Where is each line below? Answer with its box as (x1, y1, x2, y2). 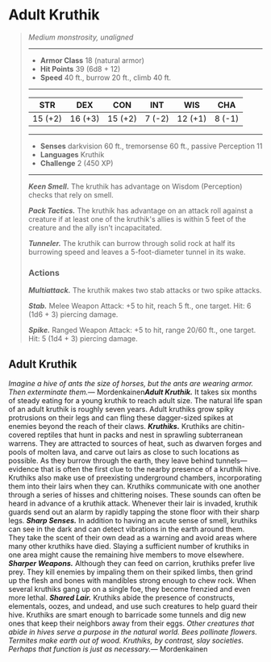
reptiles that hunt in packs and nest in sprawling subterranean (37, 430, 244, 440)
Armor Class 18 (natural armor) (40, 55, 145, 65)
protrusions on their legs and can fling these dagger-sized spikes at (8, 413, 234, 423)
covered (8, 430, 36, 440)
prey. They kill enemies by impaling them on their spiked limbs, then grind (8, 567, 253, 577)
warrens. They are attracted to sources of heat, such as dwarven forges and (8, 439, 262, 448)
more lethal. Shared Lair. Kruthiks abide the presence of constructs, (8, 593, 236, 602)
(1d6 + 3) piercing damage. (27, 310, 119, 319)
